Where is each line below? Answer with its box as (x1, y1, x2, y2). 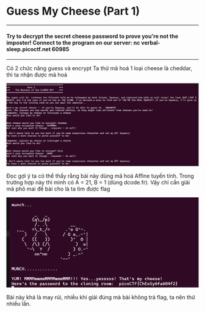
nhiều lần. (6, 300, 31, 308)
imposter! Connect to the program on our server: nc (6, 38, 140, 46)
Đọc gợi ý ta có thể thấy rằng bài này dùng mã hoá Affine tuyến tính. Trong (6, 172, 194, 180)
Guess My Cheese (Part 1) (6, 4, 140, 18)
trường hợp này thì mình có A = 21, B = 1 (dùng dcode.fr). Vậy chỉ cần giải (6, 179, 190, 186)
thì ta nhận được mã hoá (6, 71, 68, 79)
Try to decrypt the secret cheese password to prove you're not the (6, 32, 179, 40)
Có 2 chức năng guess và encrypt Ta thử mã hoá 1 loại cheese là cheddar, (6, 65, 192, 72)
